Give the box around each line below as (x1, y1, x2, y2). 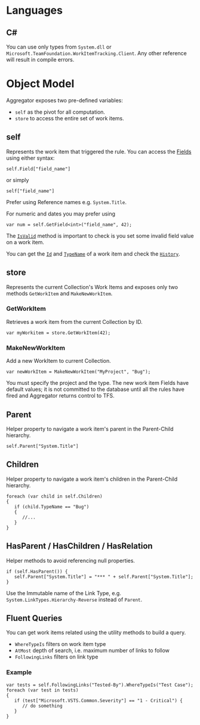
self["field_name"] (6, 188, 55, 194)
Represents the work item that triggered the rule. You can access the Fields (6, 148, 192, 155)
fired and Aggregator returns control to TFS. (6, 392, 115, 399)
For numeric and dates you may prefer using (6, 210, 115, 217)
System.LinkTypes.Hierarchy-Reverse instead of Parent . (6, 596, 143, 603)
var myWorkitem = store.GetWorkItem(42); (6, 330, 111, 336)
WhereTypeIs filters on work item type (14, 641, 106, 648)
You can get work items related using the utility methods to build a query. (6, 629, 186, 636)
